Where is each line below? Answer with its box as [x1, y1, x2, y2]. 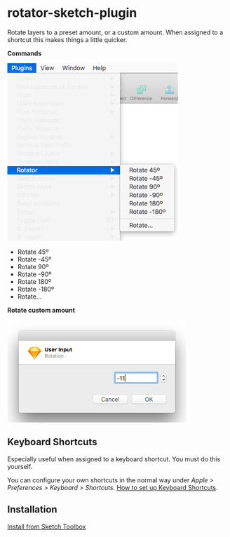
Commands [7, 49, 42, 57]
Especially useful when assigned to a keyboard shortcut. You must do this [7, 454, 221, 463]
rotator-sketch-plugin [7, 5, 137, 21]
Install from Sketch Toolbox [7, 522, 86, 531]
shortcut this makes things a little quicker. [7, 35, 128, 43]
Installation [7, 503, 57, 516]
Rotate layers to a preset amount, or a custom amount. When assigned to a [7, 28, 224, 36]
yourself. [7, 462, 33, 470]
